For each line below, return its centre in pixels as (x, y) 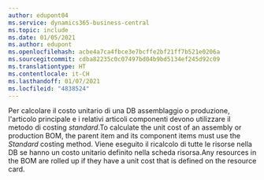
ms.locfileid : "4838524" (49, 88)
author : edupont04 (38, 15)
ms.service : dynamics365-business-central (79, 23)
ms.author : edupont (40, 45)
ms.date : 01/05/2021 (42, 37)
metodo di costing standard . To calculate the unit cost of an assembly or (125, 127)
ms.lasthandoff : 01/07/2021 (54, 81)
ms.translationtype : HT (47, 67)
